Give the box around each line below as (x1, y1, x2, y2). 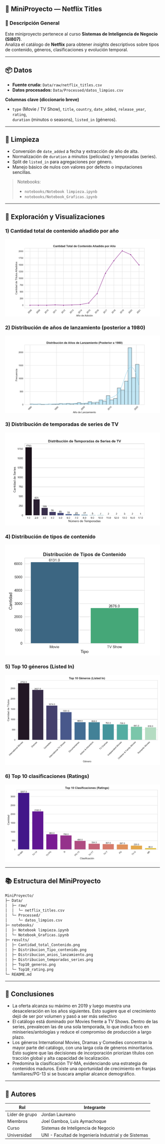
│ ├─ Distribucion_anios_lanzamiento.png (5, 952, 93, 957)
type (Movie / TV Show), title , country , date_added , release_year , (12, 106, 146, 112)
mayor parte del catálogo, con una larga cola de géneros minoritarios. (12, 1045, 154, 1051)
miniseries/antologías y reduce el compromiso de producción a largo (12, 1029, 152, 1035)
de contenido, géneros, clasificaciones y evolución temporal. (5, 46, 129, 52)
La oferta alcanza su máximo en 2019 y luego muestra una (12, 1003, 131, 1009)
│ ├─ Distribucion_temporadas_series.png (5, 957, 93, 962)
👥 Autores (5, 1090, 36, 1098)
